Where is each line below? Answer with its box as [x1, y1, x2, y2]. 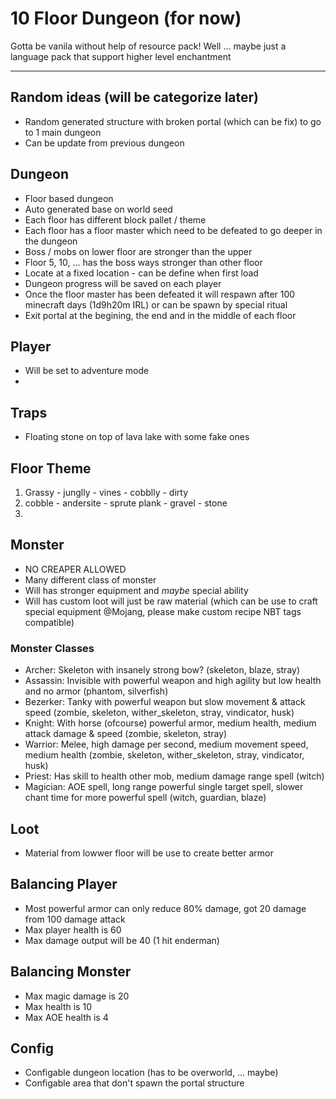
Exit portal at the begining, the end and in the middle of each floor [24, 309, 297, 321]
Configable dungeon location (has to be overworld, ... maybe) [24, 1067, 279, 1079]
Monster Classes [10, 641, 95, 655]
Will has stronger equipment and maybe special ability [24, 584, 249, 596]
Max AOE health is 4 [24, 1011, 109, 1023]
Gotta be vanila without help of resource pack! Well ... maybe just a [10, 40, 287, 52]
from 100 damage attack [24, 913, 126, 925]
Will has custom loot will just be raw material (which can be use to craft [24, 595, 318, 607]
